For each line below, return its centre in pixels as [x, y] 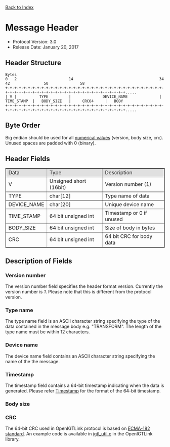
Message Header [42, 28]
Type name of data [127, 196]
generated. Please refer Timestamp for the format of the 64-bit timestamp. [83, 390]
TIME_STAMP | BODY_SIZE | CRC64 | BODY [64, 101]
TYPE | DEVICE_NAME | [100, 96]
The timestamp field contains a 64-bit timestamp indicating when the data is [85, 385]
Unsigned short [68, 181]
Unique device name [130, 205]
